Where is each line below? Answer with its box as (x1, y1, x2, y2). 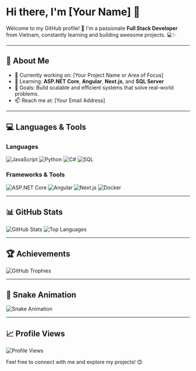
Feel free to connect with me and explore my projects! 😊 (6, 358, 143, 365)
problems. (14, 90, 39, 97)
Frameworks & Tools (6, 171, 65, 179)
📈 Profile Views (6, 328, 65, 339)
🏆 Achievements (6, 249, 71, 258)
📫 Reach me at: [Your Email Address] (14, 97, 106, 104)
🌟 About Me (6, 56, 50, 66)
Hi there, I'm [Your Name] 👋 (6, 5, 141, 19)
